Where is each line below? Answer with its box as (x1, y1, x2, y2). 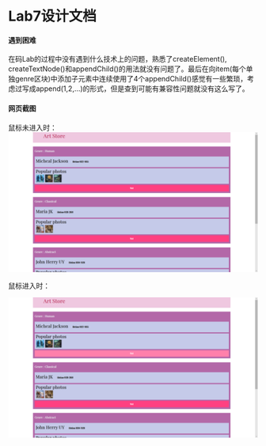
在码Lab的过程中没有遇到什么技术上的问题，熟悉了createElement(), (8, 55, 227, 64)
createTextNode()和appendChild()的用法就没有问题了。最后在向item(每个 (8, 64, 247, 74)
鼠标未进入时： (8, 123, 57, 132)
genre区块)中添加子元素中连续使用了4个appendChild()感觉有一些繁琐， (14, 74, 248, 84)
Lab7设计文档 (8, 7, 97, 25)
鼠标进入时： (8, 282, 50, 291)
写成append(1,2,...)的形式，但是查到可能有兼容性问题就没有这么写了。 (21, 84, 249, 93)
